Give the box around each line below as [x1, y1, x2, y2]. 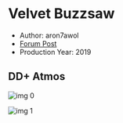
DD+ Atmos [8, 70, 66, 83]
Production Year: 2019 [19, 47, 92, 56]
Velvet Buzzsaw [8, 5, 115, 23]
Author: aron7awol [19, 31, 79, 40]
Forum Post [19, 38, 57, 48]
